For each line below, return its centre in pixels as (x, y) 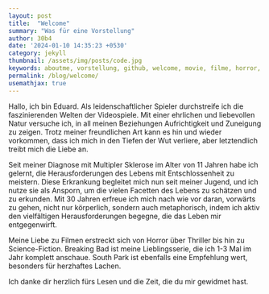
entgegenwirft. (33, 224)
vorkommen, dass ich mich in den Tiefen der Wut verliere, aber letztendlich (133, 140)
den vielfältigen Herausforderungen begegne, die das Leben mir (115, 216)
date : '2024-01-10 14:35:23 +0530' (68, 46)
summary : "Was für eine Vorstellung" (72, 31)
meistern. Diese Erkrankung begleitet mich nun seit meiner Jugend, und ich (133, 181)
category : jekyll (37, 53)
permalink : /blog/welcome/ (54, 76)
